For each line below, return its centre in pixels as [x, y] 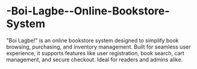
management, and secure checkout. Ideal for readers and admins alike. [95, 59]
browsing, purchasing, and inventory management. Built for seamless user [98, 47]
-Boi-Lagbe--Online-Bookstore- [88, 11]
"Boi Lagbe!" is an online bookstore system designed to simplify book [92, 40]
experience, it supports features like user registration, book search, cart [95, 53]
